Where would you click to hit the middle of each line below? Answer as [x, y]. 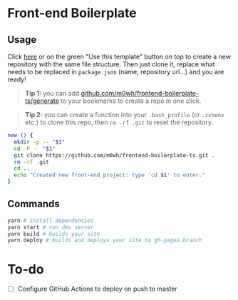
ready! [17, 79]
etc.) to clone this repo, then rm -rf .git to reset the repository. [119, 122]
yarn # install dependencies [51, 220]
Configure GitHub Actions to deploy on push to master [98, 289]
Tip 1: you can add [52, 93]
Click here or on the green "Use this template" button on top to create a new [119, 56]
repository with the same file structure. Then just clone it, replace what [111, 64]
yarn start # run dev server [51, 227]
